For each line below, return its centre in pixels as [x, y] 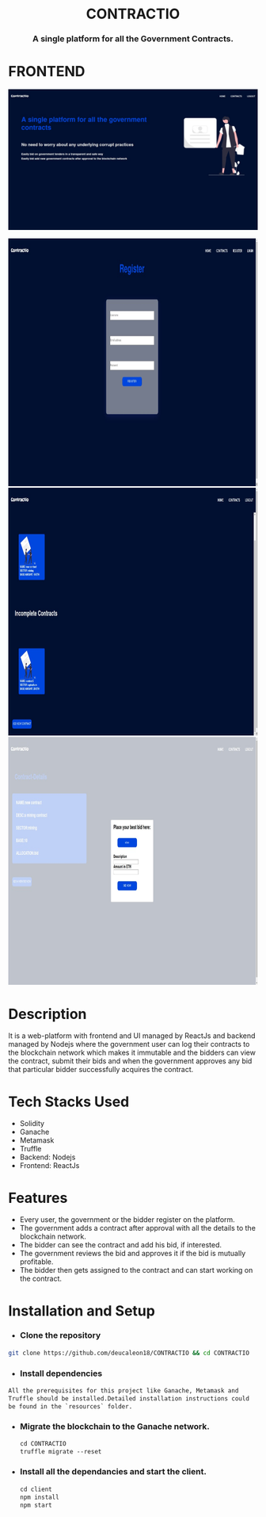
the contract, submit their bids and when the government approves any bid [130, 1061]
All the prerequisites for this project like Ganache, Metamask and [123, 1391]
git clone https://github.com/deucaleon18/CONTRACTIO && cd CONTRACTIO [129, 1353]
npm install [39, 1497]
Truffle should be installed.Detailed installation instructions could [129, 1399]
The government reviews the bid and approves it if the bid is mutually [133, 1254]
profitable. [36, 1262]
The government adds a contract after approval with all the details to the [137, 1228]
